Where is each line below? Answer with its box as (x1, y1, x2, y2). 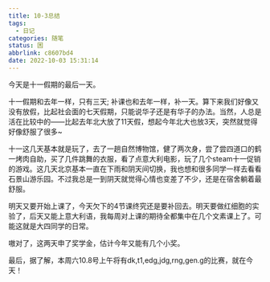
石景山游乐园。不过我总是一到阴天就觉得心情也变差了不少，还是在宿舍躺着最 (8, 174, 262, 183)
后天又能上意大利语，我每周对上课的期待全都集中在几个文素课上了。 (29, 210, 255, 221)
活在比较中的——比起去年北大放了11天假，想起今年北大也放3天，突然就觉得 (8, 116, 259, 126)
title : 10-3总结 (8, 11, 60, 20)
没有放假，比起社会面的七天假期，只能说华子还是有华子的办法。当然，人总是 (8, 106, 262, 116)
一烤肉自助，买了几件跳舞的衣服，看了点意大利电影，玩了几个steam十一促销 (8, 153, 261, 163)
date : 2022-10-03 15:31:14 (8, 57, 99, 65)
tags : (8, 19, 27, 27)
